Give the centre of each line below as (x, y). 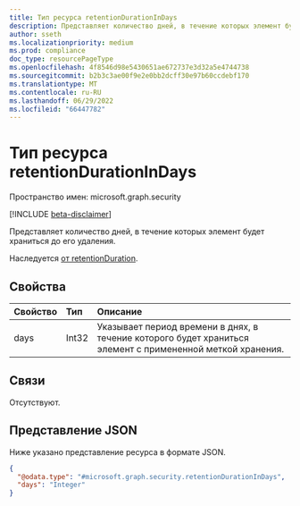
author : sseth (36, 34)
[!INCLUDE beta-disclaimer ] (60, 215)
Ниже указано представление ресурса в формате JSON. (117, 451)
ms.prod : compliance (48, 51)
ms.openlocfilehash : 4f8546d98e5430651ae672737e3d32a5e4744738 (129, 68)
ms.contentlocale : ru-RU (55, 92)
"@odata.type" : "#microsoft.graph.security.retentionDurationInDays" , (151, 476)
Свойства (38, 287)
